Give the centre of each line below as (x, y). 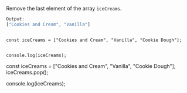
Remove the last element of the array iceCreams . (64, 8)
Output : (16, 19)
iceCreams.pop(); (27, 72)
